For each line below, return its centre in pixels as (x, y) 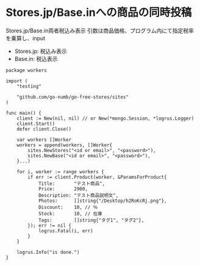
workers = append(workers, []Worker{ (65, 145)
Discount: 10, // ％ (68, 207)
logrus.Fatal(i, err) (66, 231)
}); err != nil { (49, 225)
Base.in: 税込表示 (36, 59)
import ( (17, 81)
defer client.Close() (44, 129)
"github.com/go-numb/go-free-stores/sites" (73, 97)
